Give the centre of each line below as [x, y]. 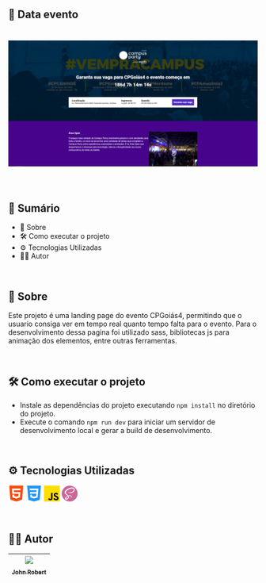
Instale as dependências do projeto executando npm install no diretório [137, 405]
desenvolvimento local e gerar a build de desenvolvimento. [116, 430]
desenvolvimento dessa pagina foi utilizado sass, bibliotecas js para [119, 332]
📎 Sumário [34, 208]
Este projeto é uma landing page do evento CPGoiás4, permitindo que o [125, 315]
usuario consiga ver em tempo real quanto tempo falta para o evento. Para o [133, 324]
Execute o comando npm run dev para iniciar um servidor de [118, 422]
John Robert [29, 572]
